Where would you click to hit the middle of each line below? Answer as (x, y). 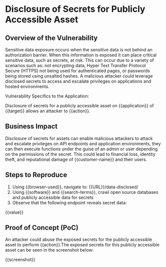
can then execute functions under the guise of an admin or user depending (82, 149)
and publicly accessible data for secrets (53, 197)
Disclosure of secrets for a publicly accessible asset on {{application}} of (80, 106)
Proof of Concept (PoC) (42, 228)
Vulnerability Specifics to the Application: (47, 96)
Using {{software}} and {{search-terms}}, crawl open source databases (85, 192)
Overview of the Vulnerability (51, 38)
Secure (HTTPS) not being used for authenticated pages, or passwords (78, 71)
